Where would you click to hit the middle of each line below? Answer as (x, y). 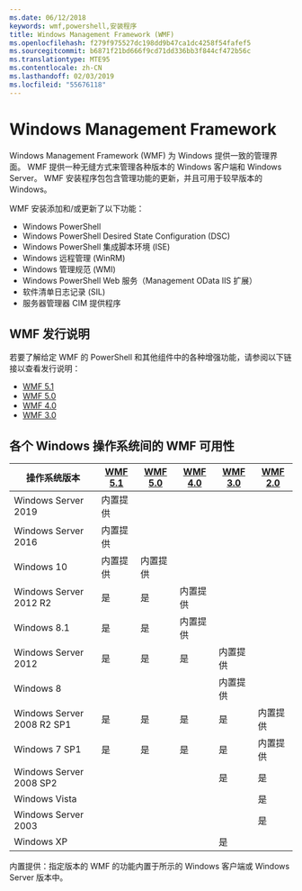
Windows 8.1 (42, 628)
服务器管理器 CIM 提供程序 (71, 303)
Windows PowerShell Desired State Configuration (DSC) (126, 236)
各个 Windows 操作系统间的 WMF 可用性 (122, 445)
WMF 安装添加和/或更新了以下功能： (77, 208)
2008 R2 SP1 (43, 724)
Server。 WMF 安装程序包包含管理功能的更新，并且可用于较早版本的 (136, 177)
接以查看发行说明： (45, 368)
